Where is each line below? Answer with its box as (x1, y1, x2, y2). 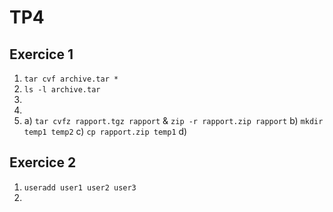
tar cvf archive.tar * (23, 74, 119, 84)
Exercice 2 (9, 154, 77, 171)
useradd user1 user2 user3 (23, 182, 137, 193)
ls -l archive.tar (23, 85, 101, 95)
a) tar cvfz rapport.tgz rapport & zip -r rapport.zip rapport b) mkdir (23, 115, 324, 126)
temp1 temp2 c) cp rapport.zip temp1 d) (23, 126, 188, 137)
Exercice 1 (9, 46, 74, 63)
